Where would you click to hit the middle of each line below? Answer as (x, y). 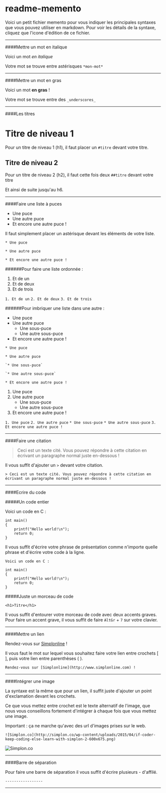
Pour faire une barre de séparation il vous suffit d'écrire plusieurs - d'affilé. (81, 772)
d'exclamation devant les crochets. (41, 696)
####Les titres (20, 114)
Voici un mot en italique (29, 56)
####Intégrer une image (30, 681)
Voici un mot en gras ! (28, 90)
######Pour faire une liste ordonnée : (44, 269)
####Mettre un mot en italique (36, 47)
